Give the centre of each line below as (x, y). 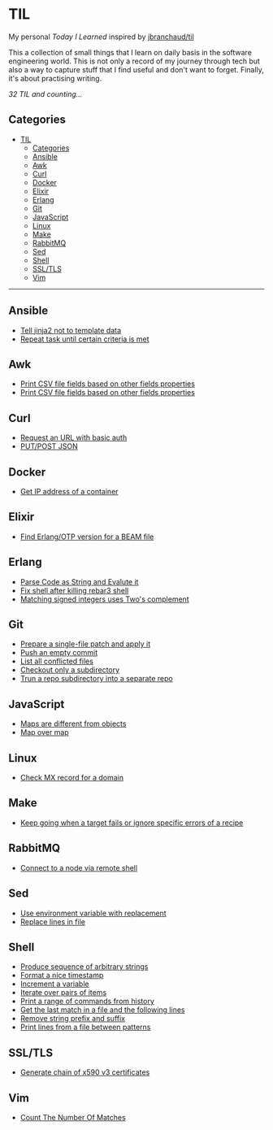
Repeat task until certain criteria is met (84, 339)
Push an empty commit (59, 653)
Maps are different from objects (73, 724)
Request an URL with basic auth (74, 438)
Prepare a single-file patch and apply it (85, 644)
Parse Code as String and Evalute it (79, 581)
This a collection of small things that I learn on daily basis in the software (130, 52)
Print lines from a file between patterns (85, 1027)
